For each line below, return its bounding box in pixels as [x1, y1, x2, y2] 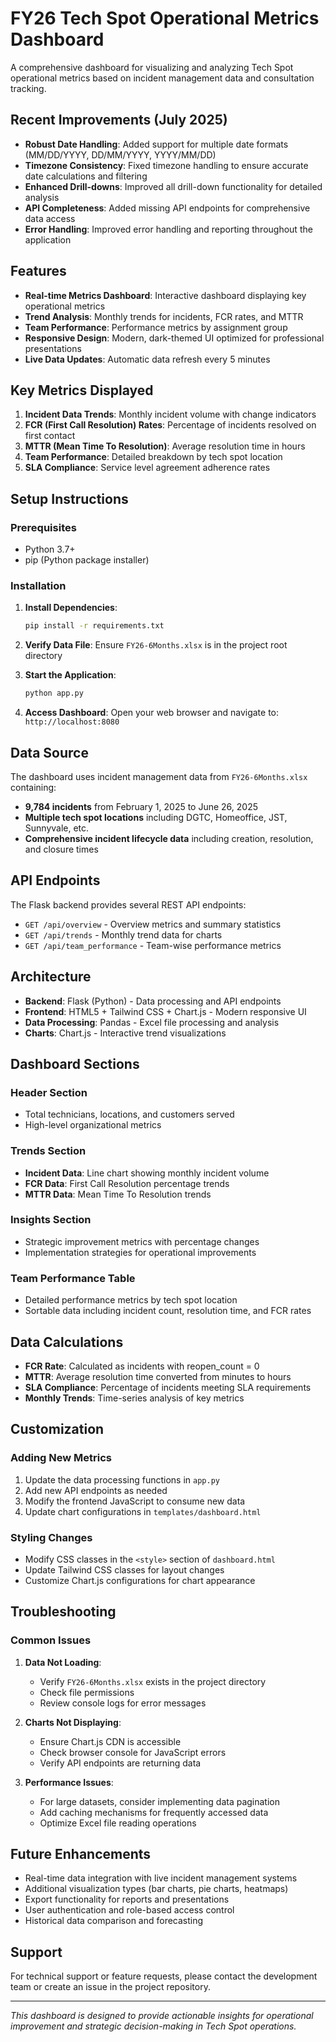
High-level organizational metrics [24, 1119, 162, 1131]
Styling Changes [10, 1530, 93, 1544]
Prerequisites [10, 520, 77, 534]
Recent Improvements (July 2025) [10, 112, 228, 129]
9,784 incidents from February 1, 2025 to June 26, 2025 [24, 800, 259, 812]
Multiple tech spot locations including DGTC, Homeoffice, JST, [24, 811, 288, 823]
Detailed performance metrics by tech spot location [24, 1294, 238, 1306]
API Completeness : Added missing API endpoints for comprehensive [24, 202, 311, 214]
